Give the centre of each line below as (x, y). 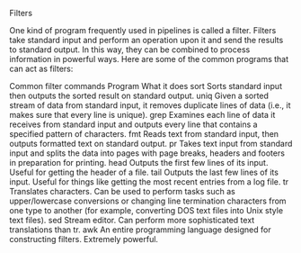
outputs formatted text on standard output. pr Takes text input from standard (151, 144)
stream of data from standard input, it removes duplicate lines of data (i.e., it (150, 105)
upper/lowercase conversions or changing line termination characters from (148, 201)
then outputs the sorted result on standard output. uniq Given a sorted (139, 95)
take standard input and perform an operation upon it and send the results (146, 40)
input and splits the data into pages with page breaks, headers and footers (147, 153)
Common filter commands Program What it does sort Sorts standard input (146, 86)
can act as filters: (41, 68)
